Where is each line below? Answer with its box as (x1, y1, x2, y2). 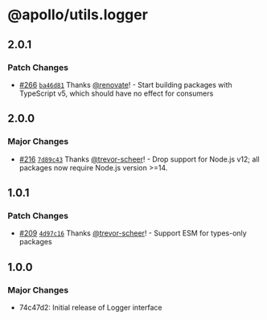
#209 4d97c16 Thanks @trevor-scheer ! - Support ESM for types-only (18, 228, 247, 238)
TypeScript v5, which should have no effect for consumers (18, 88, 214, 98)
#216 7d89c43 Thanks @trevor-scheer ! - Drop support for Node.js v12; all (18, 154, 260, 164)
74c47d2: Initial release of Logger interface (18, 302, 162, 312)
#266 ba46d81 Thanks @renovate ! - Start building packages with (18, 80, 232, 89)
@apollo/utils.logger (7, 6, 148, 24)
